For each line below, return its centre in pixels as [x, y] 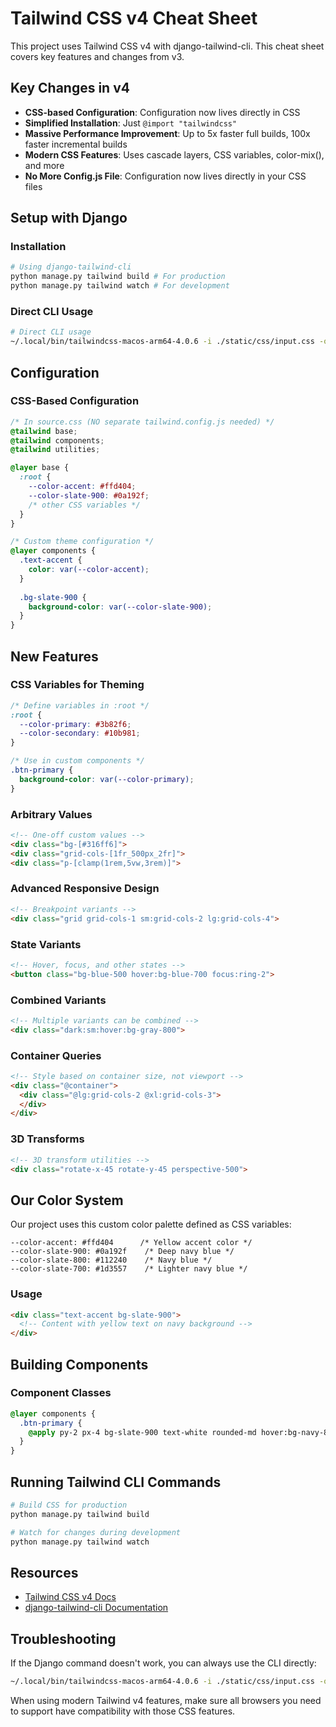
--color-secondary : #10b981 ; [80, 733]
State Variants [46, 944]
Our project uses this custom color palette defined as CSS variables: [151, 1224]
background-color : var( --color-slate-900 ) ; [120, 607]
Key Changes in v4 [70, 88]
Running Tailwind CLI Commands [116, 1482]
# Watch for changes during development [96, 1532]
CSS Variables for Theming [77, 685]
